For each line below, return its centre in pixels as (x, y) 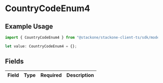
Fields (15, 61)
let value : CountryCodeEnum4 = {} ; (41, 46)
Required (51, 75)
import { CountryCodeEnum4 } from (40, 37)
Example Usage (29, 26)
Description (80, 75)
